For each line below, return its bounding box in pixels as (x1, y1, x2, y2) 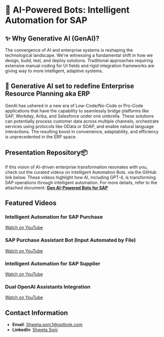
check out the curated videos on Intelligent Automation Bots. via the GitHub (5, 169, 157, 175)
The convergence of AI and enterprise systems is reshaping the (5, 47, 133, 53)
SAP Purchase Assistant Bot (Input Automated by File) (5, 237, 136, 244)
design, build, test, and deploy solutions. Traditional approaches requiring (5, 58, 153, 63)
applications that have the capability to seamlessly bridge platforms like (5, 107, 149, 114)
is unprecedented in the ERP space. (5, 134, 77, 140)
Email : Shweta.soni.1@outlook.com (12, 322, 83, 328)
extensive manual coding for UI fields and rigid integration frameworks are (5, 63, 155, 68)
